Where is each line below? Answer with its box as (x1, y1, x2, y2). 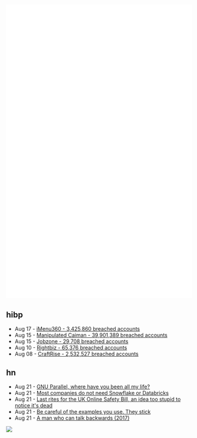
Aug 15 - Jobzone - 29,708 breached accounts (14, 338, 129, 345)
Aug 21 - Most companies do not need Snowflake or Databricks (14, 390, 169, 397)
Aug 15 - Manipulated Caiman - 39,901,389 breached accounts (14, 332, 168, 339)
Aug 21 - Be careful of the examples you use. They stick (14, 409, 151, 416)
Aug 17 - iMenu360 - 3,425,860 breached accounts (14, 325, 140, 332)
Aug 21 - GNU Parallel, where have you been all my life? (14, 383, 150, 390)
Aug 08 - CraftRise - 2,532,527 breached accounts (14, 350, 139, 358)
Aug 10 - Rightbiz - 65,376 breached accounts (14, 344, 127, 351)
